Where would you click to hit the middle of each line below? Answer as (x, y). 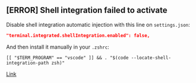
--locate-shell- (151, 58)
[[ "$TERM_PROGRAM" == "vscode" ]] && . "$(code (67, 58)
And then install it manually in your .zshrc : (58, 47)
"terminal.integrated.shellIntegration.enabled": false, (78, 36)
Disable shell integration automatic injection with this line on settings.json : (98, 24)
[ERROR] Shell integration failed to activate (87, 10)
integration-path (28, 63)
